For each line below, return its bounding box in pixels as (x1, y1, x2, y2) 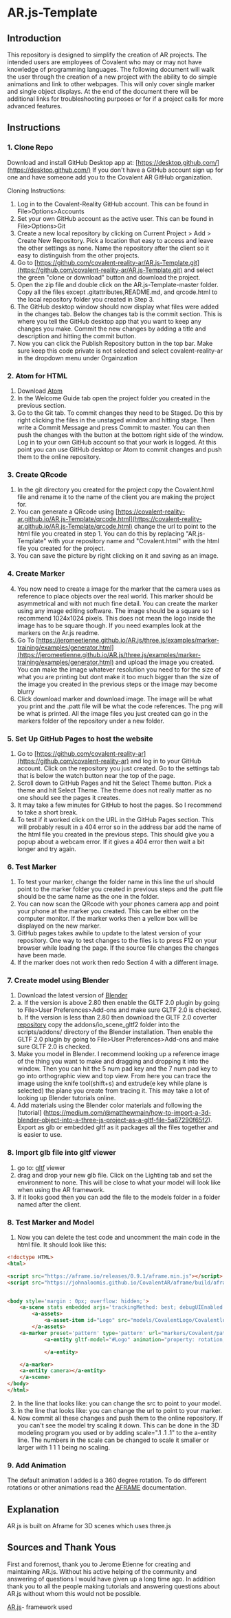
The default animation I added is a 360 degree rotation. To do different (7, 1476, 207, 1485)
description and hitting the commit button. (16, 331, 136, 340)
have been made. (16, 951, 67, 959)
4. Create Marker (7, 569, 65, 578)
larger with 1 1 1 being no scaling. (16, 1443, 111, 1451)
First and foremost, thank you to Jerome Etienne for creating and (7, 1560, 191, 1568)
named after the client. (16, 1200, 82, 1209)
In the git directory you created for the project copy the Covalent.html (16, 485, 214, 494)
